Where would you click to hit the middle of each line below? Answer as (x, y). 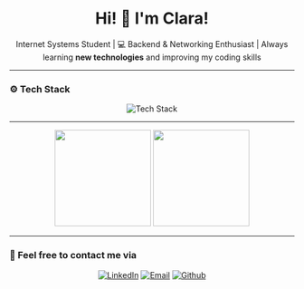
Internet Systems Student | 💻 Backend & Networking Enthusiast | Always (152, 43)
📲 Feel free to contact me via (73, 255)
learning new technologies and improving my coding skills (152, 57)
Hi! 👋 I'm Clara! (152, 19)
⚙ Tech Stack (40, 89)
